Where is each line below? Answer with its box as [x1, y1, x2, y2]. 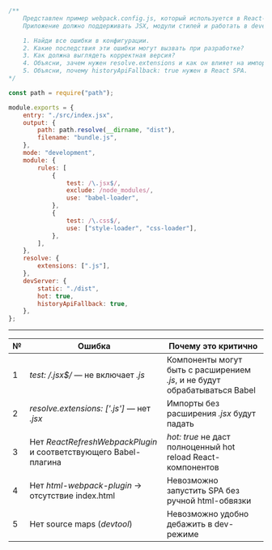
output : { [23, 118, 57, 127]
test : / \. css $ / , [66, 217, 121, 225]
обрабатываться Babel [166, 385, 257, 396]
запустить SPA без [166, 485, 240, 496]
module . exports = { [8, 103, 74, 112]
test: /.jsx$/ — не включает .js [29, 369, 146, 380]
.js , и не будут [166, 375, 221, 386]
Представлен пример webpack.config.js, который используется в [23, 14, 241, 23]
